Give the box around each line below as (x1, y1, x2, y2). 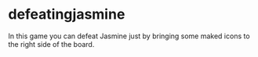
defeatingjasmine (8, 5, 125, 23)
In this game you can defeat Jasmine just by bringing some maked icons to (8, 31, 250, 41)
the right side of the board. (8, 39, 95, 48)
